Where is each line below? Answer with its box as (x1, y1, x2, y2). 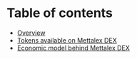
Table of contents (6, 5, 113, 21)
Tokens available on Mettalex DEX (16, 36, 117, 44)
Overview (16, 28, 46, 37)
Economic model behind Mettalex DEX (16, 43, 130, 52)
